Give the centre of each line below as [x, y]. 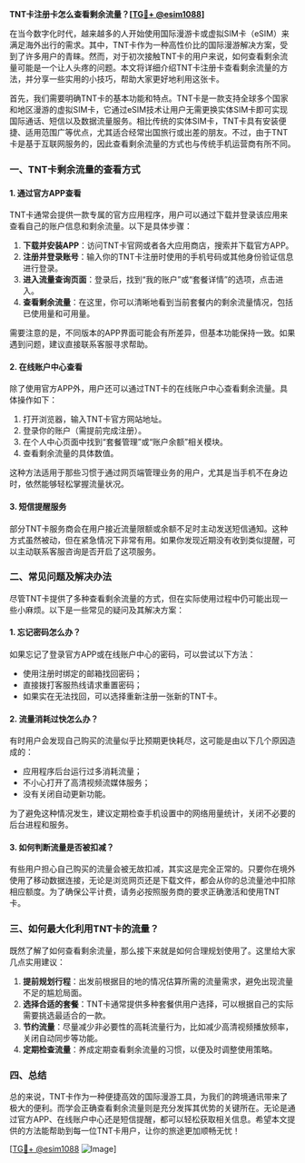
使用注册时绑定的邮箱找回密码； [82, 674]
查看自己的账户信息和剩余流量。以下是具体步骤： [101, 226]
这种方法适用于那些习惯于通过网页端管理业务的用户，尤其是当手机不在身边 [148, 472]
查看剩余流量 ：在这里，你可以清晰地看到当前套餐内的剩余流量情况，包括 [157, 303]
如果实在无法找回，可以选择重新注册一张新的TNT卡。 [122, 696]
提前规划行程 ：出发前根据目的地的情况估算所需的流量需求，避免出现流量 [157, 981]
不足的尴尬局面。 [54, 992]
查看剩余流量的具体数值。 [70, 453]
